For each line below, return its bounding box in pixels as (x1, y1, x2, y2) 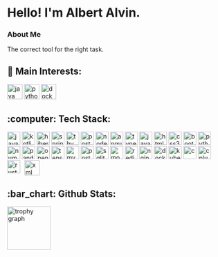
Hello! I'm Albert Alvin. (7, 5, 140, 21)
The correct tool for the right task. (7, 45, 104, 53)
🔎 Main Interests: (7, 65, 82, 77)
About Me (7, 30, 42, 39)
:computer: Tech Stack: (7, 113, 111, 125)
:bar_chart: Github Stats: (7, 188, 116, 200)
